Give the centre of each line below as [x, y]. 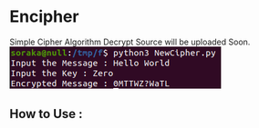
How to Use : [47, 114]
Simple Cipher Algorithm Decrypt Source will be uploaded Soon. [130, 42]
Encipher [44, 17]
